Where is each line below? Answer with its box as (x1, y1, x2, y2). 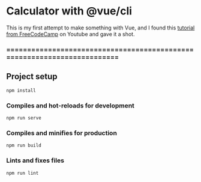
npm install (6, 87, 36, 94)
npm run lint (6, 170, 39, 176)
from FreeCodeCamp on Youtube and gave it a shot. (6, 30, 135, 37)
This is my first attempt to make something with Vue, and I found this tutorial (6, 24, 195, 31)
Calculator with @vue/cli (6, 4, 133, 18)
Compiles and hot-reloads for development (6, 101, 135, 109)
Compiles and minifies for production (6, 129, 117, 137)
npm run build (6, 142, 42, 148)
